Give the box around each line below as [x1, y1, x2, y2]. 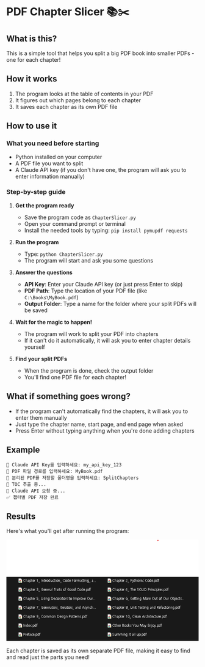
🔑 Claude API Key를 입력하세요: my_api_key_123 [6, 462, 122, 468]
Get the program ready [15, 201, 74, 209]
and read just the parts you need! [6, 654, 90, 661]
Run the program [15, 238, 59, 245]
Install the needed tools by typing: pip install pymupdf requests [24, 226, 188, 234]
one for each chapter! [6, 56, 61, 63]
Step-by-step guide [6, 188, 66, 196]
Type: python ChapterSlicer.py [24, 250, 103, 258]
